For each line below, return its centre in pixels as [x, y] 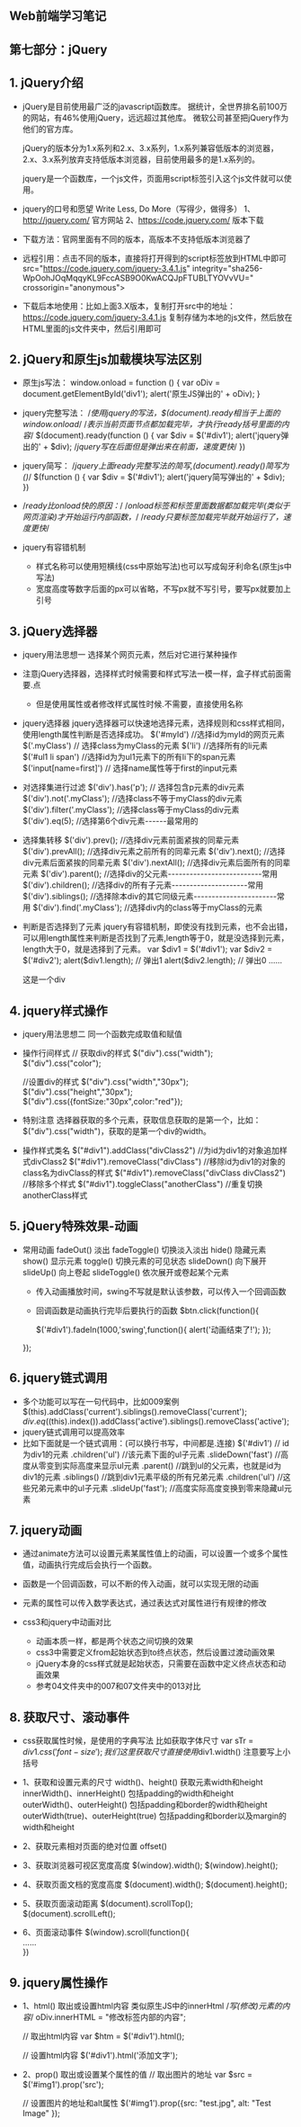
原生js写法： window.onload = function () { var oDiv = [121, 383]
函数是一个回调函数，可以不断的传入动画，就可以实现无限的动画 [140, 1584]
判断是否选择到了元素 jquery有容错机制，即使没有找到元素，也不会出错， [157, 927]
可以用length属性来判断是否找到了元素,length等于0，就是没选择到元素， [155, 938]
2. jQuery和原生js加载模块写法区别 [106, 359]
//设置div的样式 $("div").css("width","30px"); [105, 1082]
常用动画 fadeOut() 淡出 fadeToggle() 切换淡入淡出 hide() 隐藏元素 [144, 1249]
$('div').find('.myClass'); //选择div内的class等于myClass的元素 [148, 907]
